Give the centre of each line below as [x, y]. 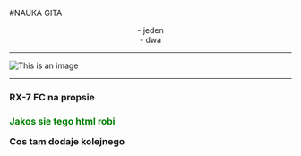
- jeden [150, 30]
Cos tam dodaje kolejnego [67, 142]
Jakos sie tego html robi [62, 121]
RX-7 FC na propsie [52, 97]
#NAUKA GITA [36, 13]
